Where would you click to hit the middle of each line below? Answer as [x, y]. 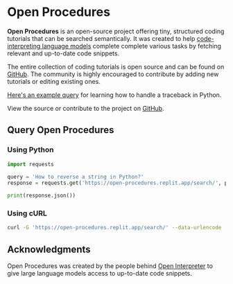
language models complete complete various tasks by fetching [132, 46]
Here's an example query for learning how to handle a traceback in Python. [114, 95]
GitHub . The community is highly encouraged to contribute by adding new [113, 74]
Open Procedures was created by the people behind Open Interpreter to [110, 266]
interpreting [24, 46]
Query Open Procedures [61, 130]
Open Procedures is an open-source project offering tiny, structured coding [116, 31]
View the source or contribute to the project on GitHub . [86, 108]
